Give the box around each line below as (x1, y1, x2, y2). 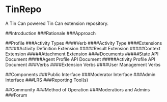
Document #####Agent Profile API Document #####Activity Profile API (5, 56, 155, 62)
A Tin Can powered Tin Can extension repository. (5, 20, 108, 26)
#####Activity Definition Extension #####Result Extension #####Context (5, 45, 161, 51)
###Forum (5, 92, 27, 98)
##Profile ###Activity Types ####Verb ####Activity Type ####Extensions (5, 40, 162, 46)
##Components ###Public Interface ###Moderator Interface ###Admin (5, 71, 156, 77)
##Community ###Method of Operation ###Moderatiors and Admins (5, 86, 150, 92)
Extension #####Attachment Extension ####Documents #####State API (5, 51, 159, 57)
